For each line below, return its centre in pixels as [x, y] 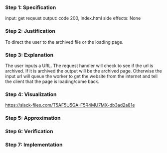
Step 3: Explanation [29, 55]
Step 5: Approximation [33, 118]
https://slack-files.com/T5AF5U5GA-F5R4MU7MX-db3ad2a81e [70, 105]
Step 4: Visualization [31, 94]
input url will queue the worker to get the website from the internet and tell [82, 76]
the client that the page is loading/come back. [52, 81]
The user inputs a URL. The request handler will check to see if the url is [79, 66]
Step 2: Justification [30, 31]
